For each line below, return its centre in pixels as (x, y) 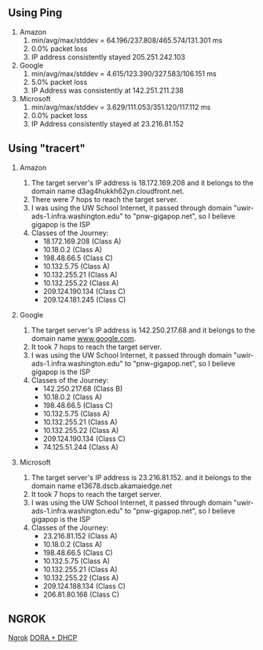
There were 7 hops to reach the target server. (105, 199)
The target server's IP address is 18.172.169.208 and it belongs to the (142, 182)
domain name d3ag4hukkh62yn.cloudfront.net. (108, 191)
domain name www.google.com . (84, 338)
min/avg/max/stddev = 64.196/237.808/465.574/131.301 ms (127, 40)
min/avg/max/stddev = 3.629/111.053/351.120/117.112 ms (121, 107)
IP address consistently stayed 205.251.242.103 (108, 57)
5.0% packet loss (59, 82)
